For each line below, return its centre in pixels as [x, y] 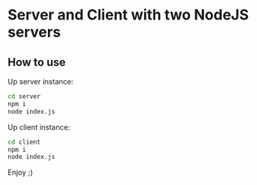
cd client [24, 142]
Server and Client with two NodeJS [128, 15]
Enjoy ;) [20, 173]
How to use [37, 62]
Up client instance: [39, 127]
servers [35, 32]
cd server [24, 97]
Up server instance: [41, 82]
